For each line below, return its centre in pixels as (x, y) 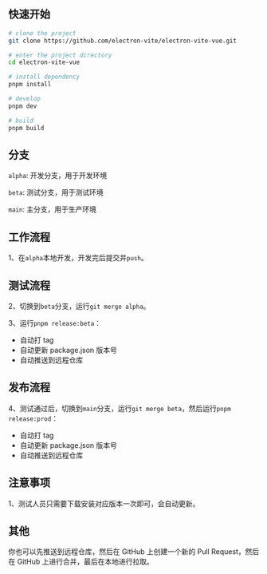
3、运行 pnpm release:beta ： (55, 323)
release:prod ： (33, 418)
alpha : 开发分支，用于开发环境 (58, 176)
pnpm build (26, 128)
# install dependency (44, 77)
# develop (25, 99)
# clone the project (43, 33)
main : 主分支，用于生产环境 (53, 209)
